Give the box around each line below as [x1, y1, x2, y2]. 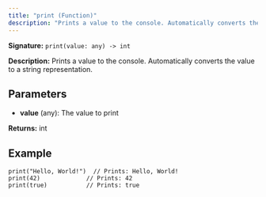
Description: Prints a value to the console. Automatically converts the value [8, 56, 255, 66]
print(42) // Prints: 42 [8, 175, 133, 183]
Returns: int [8, 123, 47, 133]
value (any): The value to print [19, 108, 119, 118]
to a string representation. [8, 64, 93, 74]
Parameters [8, 87, 67, 100]
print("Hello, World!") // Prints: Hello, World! [8, 168, 179, 176]
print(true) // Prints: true [8, 181, 140, 190]
